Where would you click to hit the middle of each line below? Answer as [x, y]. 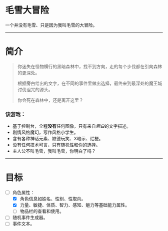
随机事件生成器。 [30, 218]
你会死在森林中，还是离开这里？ [50, 100]
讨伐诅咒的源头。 [35, 89]
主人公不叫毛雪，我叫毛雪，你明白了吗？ [54, 151]
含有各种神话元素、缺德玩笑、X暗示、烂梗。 [58, 139]
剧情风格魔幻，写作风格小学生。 [45, 132]
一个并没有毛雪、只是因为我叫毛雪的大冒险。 [51, 25]
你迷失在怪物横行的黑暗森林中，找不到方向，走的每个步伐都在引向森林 [90, 66]
